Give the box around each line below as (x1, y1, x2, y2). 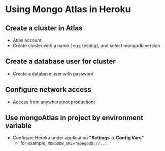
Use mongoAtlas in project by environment (5, 114, 144, 122)
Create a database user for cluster (5, 57, 116, 66)
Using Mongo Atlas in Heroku (5, 4, 131, 15)
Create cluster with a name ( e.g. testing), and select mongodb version (12, 43, 160, 49)
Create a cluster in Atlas (5, 24, 83, 32)
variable (5, 122, 32, 130)
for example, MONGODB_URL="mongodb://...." (20, 140, 112, 146)
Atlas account (12, 37, 42, 43)
